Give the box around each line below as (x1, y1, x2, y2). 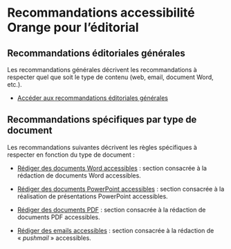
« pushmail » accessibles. (17, 234, 91, 242)
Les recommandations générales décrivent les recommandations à (7, 66, 197, 74)
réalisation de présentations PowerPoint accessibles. (17, 192, 168, 200)
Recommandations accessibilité (7, 5, 195, 21)
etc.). (7, 80, 22, 88)
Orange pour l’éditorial (7, 19, 140, 35)
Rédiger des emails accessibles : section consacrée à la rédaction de (17, 226, 214, 234)
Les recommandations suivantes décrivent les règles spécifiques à (7, 143, 197, 151)
